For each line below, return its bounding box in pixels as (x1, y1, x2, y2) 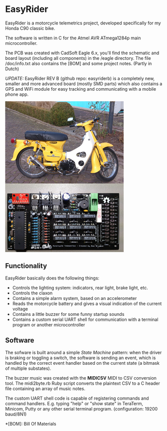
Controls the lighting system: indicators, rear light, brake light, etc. (12, 285, 148, 290)
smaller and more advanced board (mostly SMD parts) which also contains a (5, 81, 163, 87)
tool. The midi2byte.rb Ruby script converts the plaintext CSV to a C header (5, 380, 161, 386)
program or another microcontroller (12, 321, 86, 327)
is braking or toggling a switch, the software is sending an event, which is (5, 355, 156, 361)
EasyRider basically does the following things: (5, 275, 100, 281)
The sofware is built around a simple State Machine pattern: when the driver (5, 349, 162, 355)
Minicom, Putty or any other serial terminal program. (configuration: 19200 (5, 406, 158, 412)
